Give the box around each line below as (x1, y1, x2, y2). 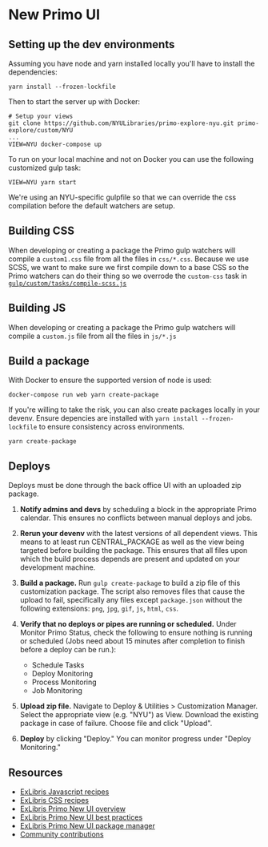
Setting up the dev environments (8, 38, 175, 51)
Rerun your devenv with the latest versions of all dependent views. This (19, 529, 258, 538)
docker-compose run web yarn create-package (8, 391, 159, 399)
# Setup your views (8, 112, 74, 120)
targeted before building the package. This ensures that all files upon (19, 546, 248, 555)
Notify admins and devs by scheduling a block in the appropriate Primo (19, 505, 258, 514)
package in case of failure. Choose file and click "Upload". (19, 719, 213, 728)
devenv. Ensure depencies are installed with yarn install (8, 413, 198, 423)
